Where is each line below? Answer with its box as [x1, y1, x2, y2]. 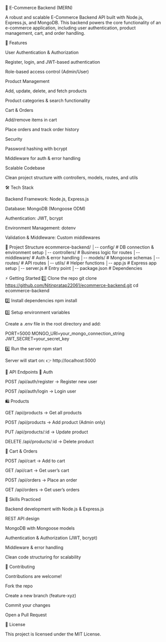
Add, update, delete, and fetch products [5, 88, 87, 94]
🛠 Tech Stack [5, 184, 34, 190]
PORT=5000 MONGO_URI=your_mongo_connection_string [5, 330, 125, 336]
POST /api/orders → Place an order [5, 477, 78, 483]
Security [5, 136, 22, 142]
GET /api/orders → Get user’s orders [5, 487, 80, 492]
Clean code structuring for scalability [5, 554, 81, 560]
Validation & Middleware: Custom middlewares [5, 235, 100, 241]
